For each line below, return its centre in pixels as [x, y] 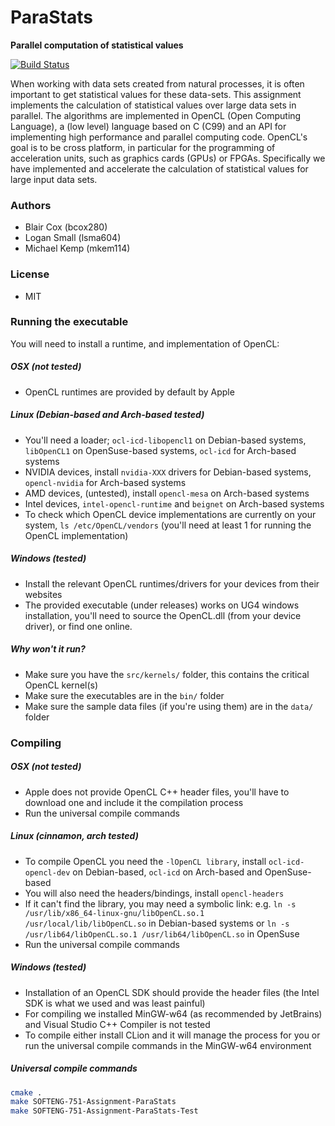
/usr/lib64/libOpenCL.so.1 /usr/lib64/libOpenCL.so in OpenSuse [162, 933]
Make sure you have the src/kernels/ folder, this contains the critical [167, 674]
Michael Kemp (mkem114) [77, 248]
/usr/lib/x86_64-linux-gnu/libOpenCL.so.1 [114, 913]
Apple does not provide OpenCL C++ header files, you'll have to [157, 792]
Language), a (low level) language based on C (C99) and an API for [148, 126]
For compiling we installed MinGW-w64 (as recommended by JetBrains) [173, 1013]
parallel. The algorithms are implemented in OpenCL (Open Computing [156, 115]
